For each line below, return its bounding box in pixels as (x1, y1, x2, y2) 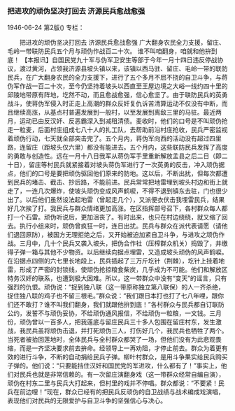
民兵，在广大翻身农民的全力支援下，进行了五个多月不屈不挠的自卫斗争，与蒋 (7, 73, 228, 82)
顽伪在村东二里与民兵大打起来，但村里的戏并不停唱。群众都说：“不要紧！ (7, 379, 219, 387)
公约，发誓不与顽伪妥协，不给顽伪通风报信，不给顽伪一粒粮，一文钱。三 (7, 309, 215, 317)
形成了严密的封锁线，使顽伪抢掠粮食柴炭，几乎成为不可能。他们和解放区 (19, 266, 228, 274)
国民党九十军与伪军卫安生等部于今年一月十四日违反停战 (57, 56, 218, 64)
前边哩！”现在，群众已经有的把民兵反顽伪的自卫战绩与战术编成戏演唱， (19, 388, 225, 396)
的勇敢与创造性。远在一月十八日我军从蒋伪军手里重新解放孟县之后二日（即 (7, 152, 222, 160)
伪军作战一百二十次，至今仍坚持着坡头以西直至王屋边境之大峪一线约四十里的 (7, 82, 228, 90)
